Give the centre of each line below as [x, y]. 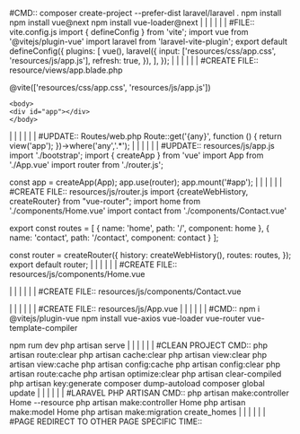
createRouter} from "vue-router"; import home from [105, 201]
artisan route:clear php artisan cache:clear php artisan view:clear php [138, 355]
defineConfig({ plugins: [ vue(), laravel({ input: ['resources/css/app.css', [143, 51]
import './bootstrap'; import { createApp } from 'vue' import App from [137, 155]
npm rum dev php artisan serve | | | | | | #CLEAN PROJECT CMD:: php [138, 345]
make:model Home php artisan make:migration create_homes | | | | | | [138, 412]
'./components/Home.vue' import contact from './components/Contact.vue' [148, 211]
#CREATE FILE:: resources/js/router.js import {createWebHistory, [129, 191]
